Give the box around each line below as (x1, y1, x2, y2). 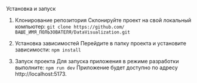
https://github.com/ (73, 24, 125, 30)
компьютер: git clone (14, 23, 72, 30)
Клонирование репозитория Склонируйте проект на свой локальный (14, 17, 192, 23)
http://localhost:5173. (14, 70, 67, 77)
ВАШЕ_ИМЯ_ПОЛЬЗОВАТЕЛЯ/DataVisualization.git (14, 29, 130, 35)
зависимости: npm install (14, 46, 81, 53)
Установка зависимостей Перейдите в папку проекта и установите (14, 40, 187, 47)
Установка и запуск (6, 5, 56, 12)
